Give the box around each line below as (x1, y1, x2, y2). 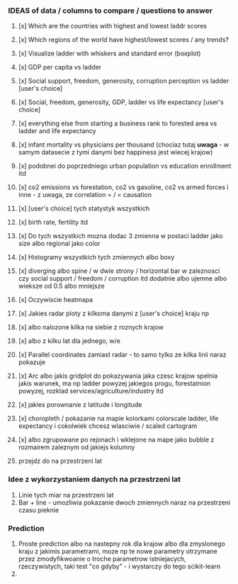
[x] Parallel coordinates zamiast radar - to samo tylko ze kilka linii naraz (18, 350, 227, 359)
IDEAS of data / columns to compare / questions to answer (8, 6, 213, 16)
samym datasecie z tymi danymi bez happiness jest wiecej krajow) (18, 148, 213, 157)
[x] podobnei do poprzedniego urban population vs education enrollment (18, 162, 232, 170)
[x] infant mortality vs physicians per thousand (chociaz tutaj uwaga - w (18, 140, 229, 149)
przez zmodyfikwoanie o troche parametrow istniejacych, (18, 554, 186, 563)
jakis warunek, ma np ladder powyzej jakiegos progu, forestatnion (18, 379, 211, 388)
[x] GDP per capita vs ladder (18, 63, 102, 72)
